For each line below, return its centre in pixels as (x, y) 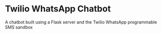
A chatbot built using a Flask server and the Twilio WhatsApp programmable (81, 22)
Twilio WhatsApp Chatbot (58, 9)
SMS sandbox (19, 27)
